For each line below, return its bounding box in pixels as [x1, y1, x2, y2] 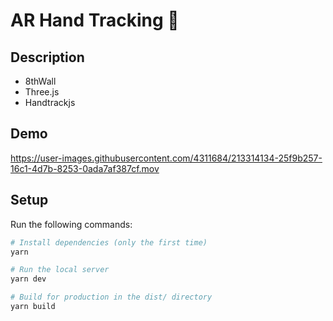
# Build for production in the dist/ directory [10, 292, 213, 303]
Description [10, 49, 85, 66]
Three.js [24, 86, 60, 98]
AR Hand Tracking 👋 [10, 9, 180, 32]
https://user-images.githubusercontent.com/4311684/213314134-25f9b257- [10, 152, 323, 164]
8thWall [24, 75, 57, 87]
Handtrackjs [24, 97, 76, 108]
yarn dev [10, 274, 47, 284]
